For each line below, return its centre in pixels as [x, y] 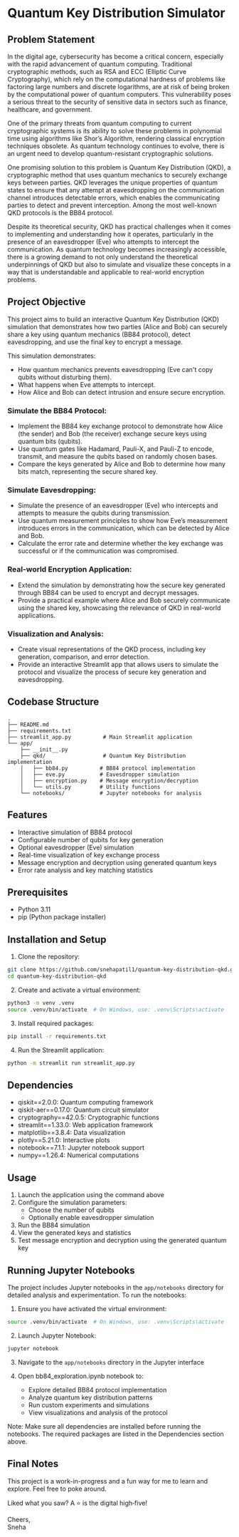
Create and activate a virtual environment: [79, 990]
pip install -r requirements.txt [57, 1036]
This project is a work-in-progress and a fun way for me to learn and [108, 1481]
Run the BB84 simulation [54, 1225]
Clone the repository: [49, 957]
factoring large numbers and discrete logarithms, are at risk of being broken [118, 87]
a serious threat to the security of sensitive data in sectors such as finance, [118, 102]
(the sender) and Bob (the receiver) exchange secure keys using [112, 434]
